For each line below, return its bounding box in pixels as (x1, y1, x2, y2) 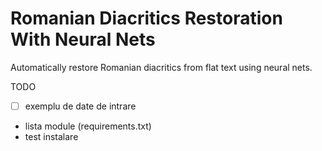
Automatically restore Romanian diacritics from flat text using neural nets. (10, 61, 313, 73)
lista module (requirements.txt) (24, 120, 152, 132)
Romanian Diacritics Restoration (10, 7, 283, 30)
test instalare (24, 131, 79, 142)
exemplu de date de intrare (24, 100, 137, 112)
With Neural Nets (10, 28, 156, 51)
